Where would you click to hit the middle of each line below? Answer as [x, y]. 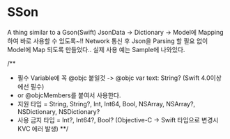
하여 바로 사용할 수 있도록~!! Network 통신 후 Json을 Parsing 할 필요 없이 [108, 41]
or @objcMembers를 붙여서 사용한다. [69, 95]
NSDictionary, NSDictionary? [59, 111]
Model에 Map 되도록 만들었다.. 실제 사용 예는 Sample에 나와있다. [96, 49]
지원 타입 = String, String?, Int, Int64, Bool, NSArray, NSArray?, [106, 104]
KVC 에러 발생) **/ [43, 129]
